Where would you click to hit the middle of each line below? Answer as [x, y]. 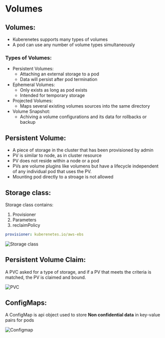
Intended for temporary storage [52, 96]
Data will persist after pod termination [58, 79]
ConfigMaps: [26, 303]
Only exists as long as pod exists [53, 90]
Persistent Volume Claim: [45, 260]
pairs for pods [19, 320]
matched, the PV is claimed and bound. [46, 277]
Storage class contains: [29, 205]
